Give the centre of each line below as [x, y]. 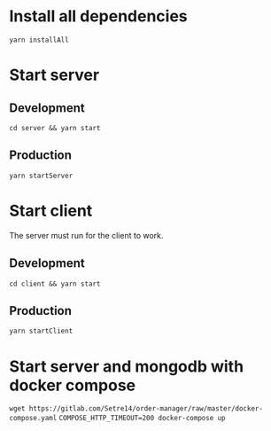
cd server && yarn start [55, 128]
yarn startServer [41, 176]
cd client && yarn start [55, 284]
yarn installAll [39, 40]
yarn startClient [41, 331]
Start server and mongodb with [127, 366]
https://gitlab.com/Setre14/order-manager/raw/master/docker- [146, 409]
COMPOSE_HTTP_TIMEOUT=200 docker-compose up [142, 419]
